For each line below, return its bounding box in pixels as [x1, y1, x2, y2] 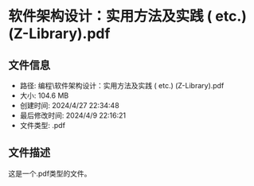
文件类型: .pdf [19, 121, 66, 130]
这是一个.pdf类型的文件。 [8, 169, 92, 178]
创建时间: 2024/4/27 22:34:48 [19, 101, 119, 110]
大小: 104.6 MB [19, 91, 69, 100]
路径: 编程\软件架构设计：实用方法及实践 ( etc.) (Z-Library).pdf [19, 81, 225, 90]
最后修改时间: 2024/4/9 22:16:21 [19, 110, 127, 120]
